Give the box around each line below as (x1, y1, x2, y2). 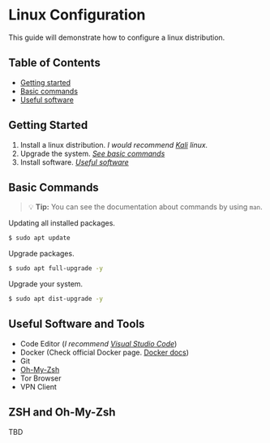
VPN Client (19, 381, 57, 391)
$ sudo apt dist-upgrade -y (8, 295, 104, 303)
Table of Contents (8, 56, 101, 70)
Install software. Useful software (19, 157, 130, 167)
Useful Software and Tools (8, 317, 145, 331)
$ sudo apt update (8, 234, 71, 243)
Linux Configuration (8, 6, 146, 24)
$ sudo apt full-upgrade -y (8, 265, 104, 273)
